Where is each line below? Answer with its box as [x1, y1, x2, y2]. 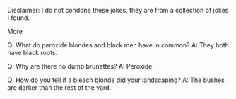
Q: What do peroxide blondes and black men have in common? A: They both [7, 41, 230, 49]
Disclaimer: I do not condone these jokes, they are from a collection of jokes [7, 6, 229, 14]
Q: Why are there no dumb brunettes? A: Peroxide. [7, 62, 154, 70]
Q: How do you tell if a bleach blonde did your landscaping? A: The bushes [7, 76, 225, 84]
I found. [7, 13, 30, 22]
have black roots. [7, 49, 58, 57]
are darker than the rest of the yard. [7, 83, 112, 91]
